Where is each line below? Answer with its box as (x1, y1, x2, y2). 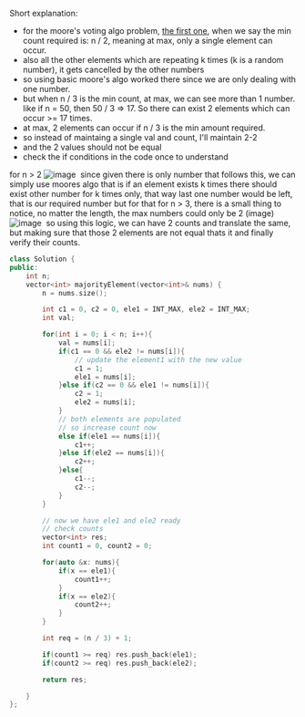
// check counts (42, 525, 104, 534)
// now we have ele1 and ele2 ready (42, 515, 181, 525)
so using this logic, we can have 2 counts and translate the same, (46, 218, 291, 228)
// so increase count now (57, 423, 157, 432)
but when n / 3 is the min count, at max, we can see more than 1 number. (22, 93, 296, 104)
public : (9, 263, 39, 272)
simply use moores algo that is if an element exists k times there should (9, 179, 278, 190)
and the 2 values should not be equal (22, 141, 162, 152)
